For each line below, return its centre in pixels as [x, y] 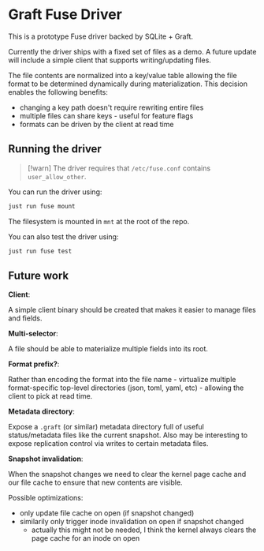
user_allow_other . [57, 176]
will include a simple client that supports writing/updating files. [110, 60]
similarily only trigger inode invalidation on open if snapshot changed [132, 522]
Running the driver [55, 149]
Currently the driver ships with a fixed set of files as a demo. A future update [132, 51]
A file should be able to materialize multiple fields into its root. [108, 349]
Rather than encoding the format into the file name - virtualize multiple [122, 380]
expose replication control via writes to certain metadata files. [108, 444]
